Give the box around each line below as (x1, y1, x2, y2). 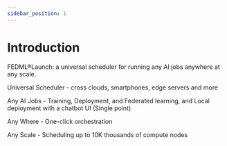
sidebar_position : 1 (7, 10, 67, 17)
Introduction (7, 39, 80, 55)
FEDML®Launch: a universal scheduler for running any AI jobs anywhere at (7, 63, 220, 71)
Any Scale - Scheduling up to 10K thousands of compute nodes (7, 130, 188, 138)
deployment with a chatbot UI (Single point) (7, 104, 131, 112)
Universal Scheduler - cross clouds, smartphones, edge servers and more (7, 83, 219, 92)
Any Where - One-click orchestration (7, 117, 113, 125)
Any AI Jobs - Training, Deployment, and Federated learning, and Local (7, 96, 210, 105)
